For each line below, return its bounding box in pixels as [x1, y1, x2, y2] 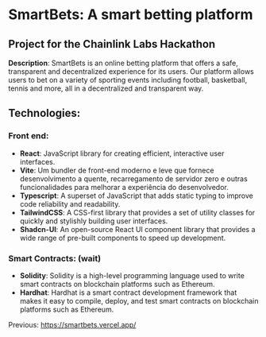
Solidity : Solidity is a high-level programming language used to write [19, 270, 245, 280]
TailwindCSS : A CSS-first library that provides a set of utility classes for [19, 207, 256, 217]
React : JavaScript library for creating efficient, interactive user [19, 149, 225, 158]
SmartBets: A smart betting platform [8, 6, 253, 24]
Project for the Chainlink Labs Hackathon [8, 37, 216, 51]
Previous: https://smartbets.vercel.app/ [8, 320, 137, 329]
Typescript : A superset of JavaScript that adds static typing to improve [19, 191, 254, 200]
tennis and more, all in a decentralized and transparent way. [8, 83, 204, 93]
